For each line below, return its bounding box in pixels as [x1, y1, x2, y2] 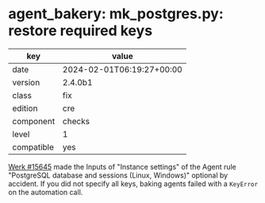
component [12, 115, 56, 127]
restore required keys [8, 21, 153, 40]
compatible [12, 141, 54, 152]
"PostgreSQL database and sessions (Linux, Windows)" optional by [8, 170, 229, 180]
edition [12, 103, 38, 114]
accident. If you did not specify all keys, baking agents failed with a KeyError [8, 178, 259, 188]
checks [62, 115, 90, 127]
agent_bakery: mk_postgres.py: [8, 5, 224, 23]
